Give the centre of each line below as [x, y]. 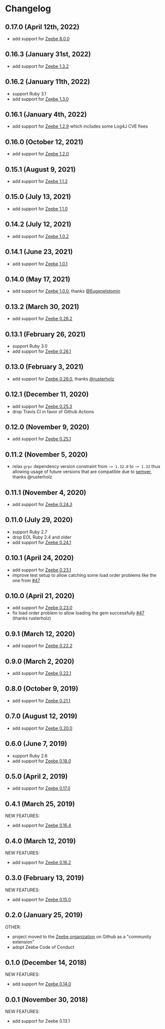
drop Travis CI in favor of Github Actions [53, 412]
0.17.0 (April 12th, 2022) [42, 27]
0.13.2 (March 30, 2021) [42, 306]
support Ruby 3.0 [30, 346]
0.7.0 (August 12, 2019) [41, 716]
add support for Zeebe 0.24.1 [42, 542]
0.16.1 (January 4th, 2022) [46, 115]
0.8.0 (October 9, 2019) [42, 689]
